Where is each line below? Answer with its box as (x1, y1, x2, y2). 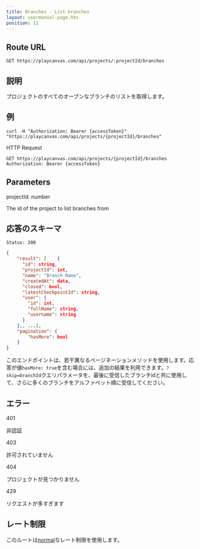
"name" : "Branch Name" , (22, 272, 82, 279)
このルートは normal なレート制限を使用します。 (6, 536, 123, 543)
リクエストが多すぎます (6, 500, 64, 507)
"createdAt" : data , (22, 278, 71, 284)
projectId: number (6, 193, 51, 200)
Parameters (6, 177, 51, 188)
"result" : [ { (17, 256, 60, 262)
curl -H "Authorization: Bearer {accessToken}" (6, 128, 128, 134)
